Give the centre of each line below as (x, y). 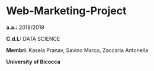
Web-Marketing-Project (66, 11)
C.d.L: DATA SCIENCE (33, 38)
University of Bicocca (33, 62)
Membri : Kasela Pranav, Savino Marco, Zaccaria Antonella (77, 50)
